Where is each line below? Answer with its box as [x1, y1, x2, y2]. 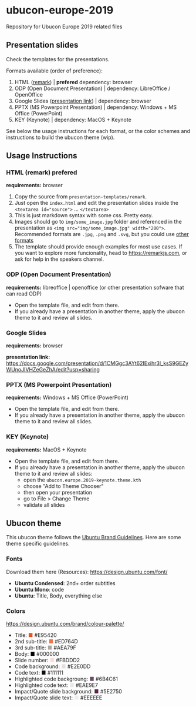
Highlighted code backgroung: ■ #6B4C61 [14, 675, 119, 683]
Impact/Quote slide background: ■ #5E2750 [14, 688, 122, 695]
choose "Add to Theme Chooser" [23, 482, 104, 489]
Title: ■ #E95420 [14, 632, 57, 639]
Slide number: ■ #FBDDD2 [14, 657, 80, 664]
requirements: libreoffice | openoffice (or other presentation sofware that [6, 284, 184, 291]
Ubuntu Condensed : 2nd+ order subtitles [14, 579, 116, 586]
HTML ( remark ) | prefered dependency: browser [14, 78, 133, 85]
